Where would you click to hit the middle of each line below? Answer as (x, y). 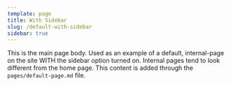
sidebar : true (28, 33)
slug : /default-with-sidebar (50, 27)
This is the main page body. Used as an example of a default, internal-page (116, 53)
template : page (29, 14)
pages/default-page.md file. (47, 76)
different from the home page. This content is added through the (100, 68)
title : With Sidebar (37, 20)
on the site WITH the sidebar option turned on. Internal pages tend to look (114, 61)
